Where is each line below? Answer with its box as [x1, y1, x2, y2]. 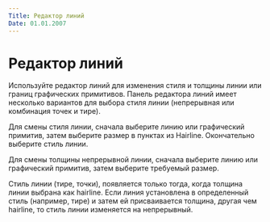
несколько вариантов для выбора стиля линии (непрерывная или [8, 98, 235, 107]
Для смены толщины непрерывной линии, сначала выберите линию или [8, 155, 258, 165]
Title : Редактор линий [8, 11, 85, 20]
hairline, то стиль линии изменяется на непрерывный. [8, 205, 193, 215]
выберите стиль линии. [8, 139, 89, 149]
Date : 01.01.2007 [8, 19, 67, 27]
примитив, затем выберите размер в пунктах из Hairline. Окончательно [8, 131, 255, 140]
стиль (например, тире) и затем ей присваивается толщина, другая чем [8, 196, 258, 206]
